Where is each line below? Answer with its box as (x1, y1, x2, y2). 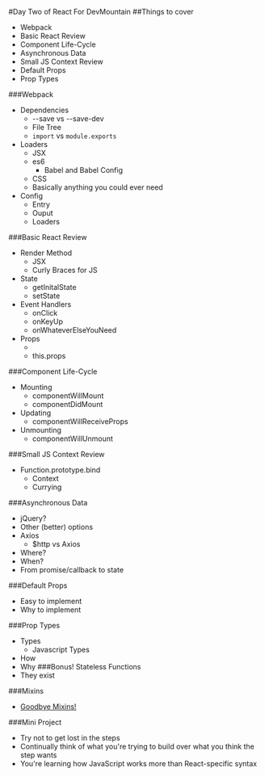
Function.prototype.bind (19, 465, 101, 475)
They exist (19, 670, 55, 680)
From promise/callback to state (19, 565, 124, 574)
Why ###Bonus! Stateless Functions (19, 662, 141, 671)
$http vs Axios (32, 539, 81, 548)
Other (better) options (19, 522, 94, 531)
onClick (32, 308, 58, 317)
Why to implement (19, 605, 82, 615)
